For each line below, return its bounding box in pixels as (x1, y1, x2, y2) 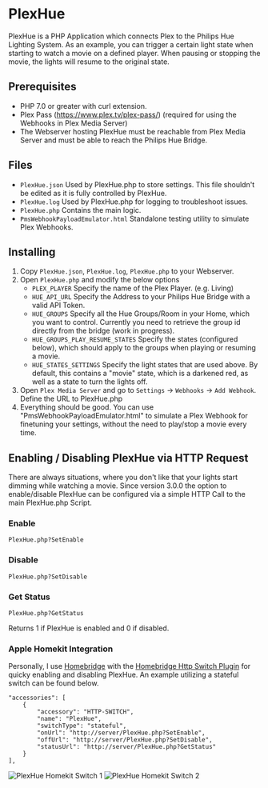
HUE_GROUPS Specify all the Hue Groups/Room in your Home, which (31, 309, 250, 318)
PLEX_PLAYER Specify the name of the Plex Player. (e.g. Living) (31, 283, 234, 293)
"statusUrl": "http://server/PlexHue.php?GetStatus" (37, 743, 217, 751)
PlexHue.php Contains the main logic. (19, 205, 142, 214)
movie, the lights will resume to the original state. (8, 57, 170, 66)
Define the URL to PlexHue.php (19, 394, 123, 404)
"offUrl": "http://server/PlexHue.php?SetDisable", (37, 736, 214, 744)
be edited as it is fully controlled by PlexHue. (19, 188, 167, 198)
